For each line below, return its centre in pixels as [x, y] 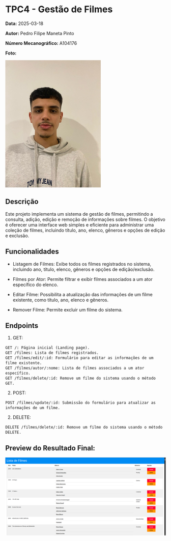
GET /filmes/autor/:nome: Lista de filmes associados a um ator [75, 368]
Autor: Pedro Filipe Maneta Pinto [40, 33]
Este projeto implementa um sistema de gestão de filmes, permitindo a [79, 214]
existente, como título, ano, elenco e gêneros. [61, 300]
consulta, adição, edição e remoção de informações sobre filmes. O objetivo [85, 219]
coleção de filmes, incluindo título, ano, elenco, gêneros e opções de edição [85, 230]
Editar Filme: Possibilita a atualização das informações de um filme [82, 294]
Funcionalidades [32, 252]
